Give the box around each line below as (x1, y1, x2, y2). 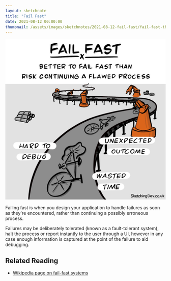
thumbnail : (5, 24, 28, 30)
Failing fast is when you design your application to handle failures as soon (5, 205, 160, 211)
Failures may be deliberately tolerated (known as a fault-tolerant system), (5, 226, 159, 232)
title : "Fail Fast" (5, 13, 47, 19)
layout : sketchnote (5, 8, 47, 13)
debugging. (5, 242, 30, 248)
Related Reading (5, 256, 59, 265)
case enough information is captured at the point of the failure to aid (5, 236, 149, 242)
